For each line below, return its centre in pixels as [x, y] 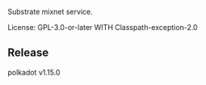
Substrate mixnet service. [50, 12]
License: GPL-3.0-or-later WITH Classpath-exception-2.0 [103, 27]
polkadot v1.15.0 [34, 72]
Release [28, 53]
